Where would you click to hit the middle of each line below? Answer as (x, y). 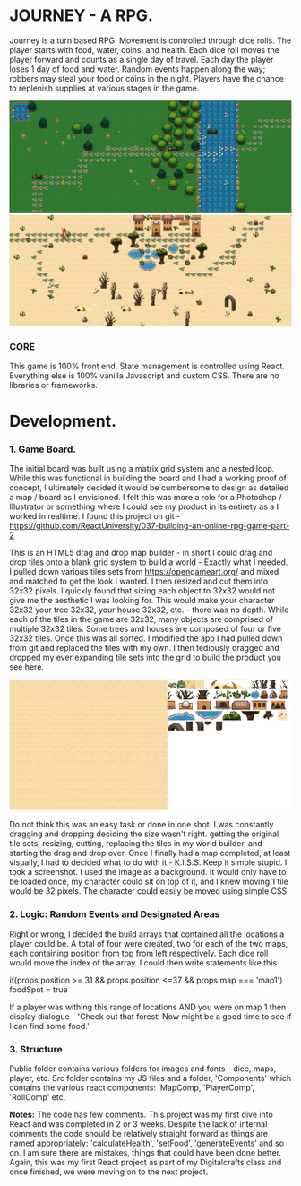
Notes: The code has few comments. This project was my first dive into (141, 1114)
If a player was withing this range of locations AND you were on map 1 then (148, 1007)
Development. (63, 421)
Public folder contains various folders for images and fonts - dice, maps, (142, 1069)
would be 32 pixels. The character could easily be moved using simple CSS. (149, 891)
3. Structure (36, 1049)
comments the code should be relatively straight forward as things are (139, 1133)
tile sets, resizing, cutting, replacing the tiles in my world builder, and (136, 844)
